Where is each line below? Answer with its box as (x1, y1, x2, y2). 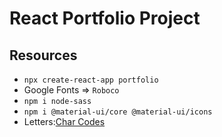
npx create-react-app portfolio (23, 75, 159, 85)
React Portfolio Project (9, 7, 201, 30)
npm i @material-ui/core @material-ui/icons (23, 107, 213, 117)
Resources (9, 47, 78, 64)
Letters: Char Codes (23, 116, 106, 127)
